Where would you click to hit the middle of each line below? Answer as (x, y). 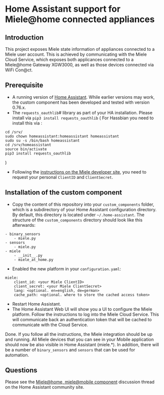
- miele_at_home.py (34, 260)
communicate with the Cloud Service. (50, 325)
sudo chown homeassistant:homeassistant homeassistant (62, 136)
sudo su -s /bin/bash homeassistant (42, 140)
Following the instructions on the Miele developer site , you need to (79, 172)
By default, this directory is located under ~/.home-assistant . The (78, 215)
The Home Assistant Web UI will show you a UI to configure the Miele (82, 309)
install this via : (27, 123)
